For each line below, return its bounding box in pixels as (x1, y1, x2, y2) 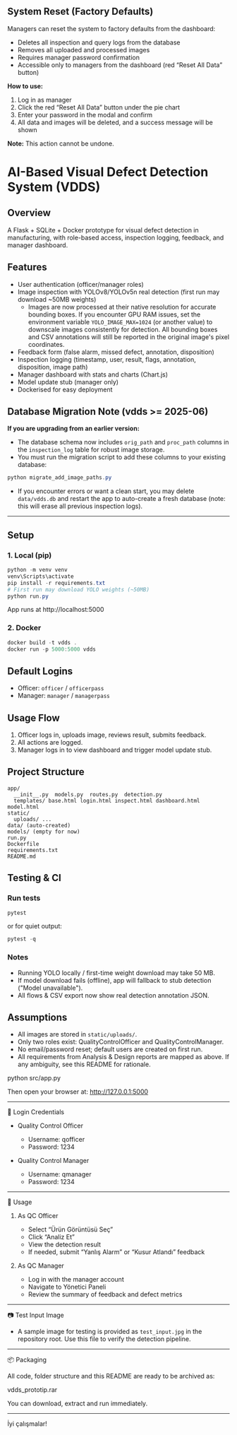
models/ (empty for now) (7, 828, 80, 835)
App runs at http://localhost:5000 (7, 606, 104, 614)
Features (7, 261, 47, 273)
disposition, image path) (17, 362, 88, 371)
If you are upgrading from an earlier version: (7, 424, 140, 433)
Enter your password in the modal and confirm (17, 110, 153, 119)
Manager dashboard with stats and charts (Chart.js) (17, 370, 168, 379)
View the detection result (28, 1240, 101, 1249)
